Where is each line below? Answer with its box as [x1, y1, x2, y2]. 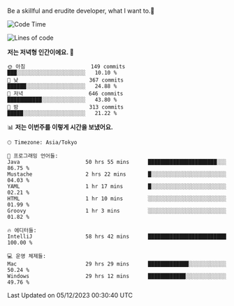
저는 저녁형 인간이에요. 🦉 [7, 48, 75, 56]
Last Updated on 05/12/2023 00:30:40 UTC [7, 291, 133, 299]
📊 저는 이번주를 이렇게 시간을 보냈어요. [7, 123, 114, 131]
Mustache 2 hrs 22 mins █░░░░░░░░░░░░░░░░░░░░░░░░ [7, 171, 227, 178]
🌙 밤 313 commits [7, 104, 124, 111]
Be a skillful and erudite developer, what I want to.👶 [7, 7, 155, 15]
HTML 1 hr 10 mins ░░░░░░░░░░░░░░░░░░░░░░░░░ [7, 195, 227, 202]
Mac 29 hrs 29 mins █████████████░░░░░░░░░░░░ [7, 261, 227, 268]
